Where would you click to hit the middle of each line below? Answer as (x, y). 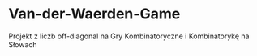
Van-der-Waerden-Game (94, 14)
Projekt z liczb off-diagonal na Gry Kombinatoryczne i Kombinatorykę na (129, 36)
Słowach (23, 44)
